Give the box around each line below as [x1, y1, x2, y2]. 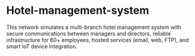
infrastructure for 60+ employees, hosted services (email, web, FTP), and [6, 36, 189, 43]
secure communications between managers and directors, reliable [6, 30, 171, 37]
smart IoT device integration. [6, 43, 78, 50]
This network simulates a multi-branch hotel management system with [6, 23, 181, 31]
